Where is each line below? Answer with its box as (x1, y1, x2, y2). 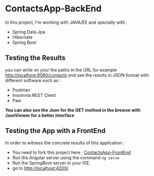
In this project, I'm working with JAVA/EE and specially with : (5, 19, 128, 25)
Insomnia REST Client (12, 92, 56, 98)
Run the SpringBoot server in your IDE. (12, 160, 91, 166)
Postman (12, 87, 31, 93)
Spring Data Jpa (12, 29, 45, 35)
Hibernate (12, 34, 33, 40)
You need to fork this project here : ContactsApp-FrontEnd (12, 149, 131, 155)
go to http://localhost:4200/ (12, 165, 69, 171)
